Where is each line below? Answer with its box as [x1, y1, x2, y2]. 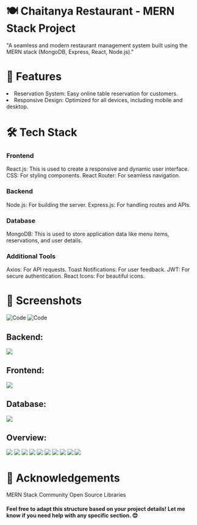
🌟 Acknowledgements [6, 471, 120, 485]
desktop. [6, 103, 29, 110]
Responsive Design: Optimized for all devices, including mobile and [14, 96, 183, 103]
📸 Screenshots [6, 294, 82, 308]
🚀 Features [6, 70, 62, 84]
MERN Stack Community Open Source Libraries [6, 491, 126, 499]
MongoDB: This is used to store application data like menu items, [6, 230, 170, 237]
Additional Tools [6, 251, 56, 260]
